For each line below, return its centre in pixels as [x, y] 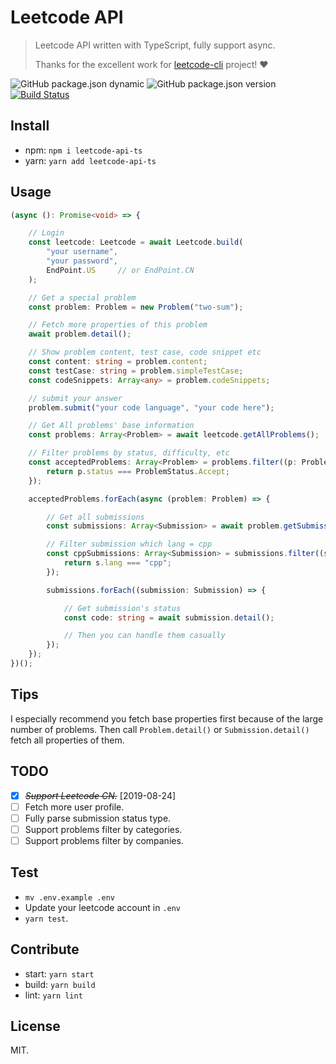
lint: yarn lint [53, 995]
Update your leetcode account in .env [103, 907]
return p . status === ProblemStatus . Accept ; [138, 471]
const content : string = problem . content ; [118, 362]
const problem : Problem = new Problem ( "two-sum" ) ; [136, 307]
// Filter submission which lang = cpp [129, 544]
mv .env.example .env [69, 897]
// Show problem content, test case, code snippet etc [145, 352]
